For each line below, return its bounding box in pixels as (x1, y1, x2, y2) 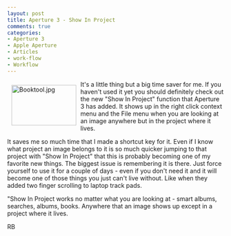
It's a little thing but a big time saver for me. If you (80, 80, 222, 88)
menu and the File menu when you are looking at (80, 109, 219, 118)
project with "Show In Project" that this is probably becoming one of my (7, 152, 211, 160)
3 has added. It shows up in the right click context (80, 102, 223, 110)
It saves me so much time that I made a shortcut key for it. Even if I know (7, 137, 214, 145)
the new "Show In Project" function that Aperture (80, 94, 220, 103)
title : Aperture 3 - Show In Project (7, 17, 116, 23)
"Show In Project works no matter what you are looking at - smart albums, (7, 194, 217, 203)
